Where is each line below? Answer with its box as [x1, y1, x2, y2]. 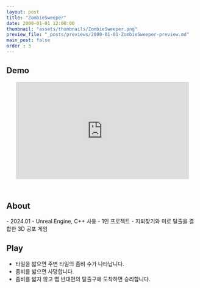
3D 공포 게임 [17, 225, 48, 232]
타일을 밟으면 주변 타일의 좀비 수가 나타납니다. [15, 260, 125, 267]
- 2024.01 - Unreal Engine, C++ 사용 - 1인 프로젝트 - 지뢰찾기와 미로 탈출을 [6, 217, 188, 225]
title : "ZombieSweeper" [6, 15, 67, 21]
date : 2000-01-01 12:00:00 [6, 20, 75, 26]
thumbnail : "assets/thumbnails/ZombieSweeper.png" [6, 26, 138, 32]
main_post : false [6, 37, 51, 43]
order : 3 [6, 43, 32, 49]
